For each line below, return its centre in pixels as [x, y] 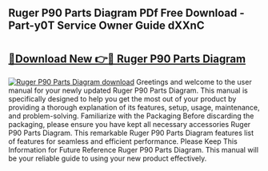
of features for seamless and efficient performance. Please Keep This [123, 141]
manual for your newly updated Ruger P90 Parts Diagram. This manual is [128, 90]
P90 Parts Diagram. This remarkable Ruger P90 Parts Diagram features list [131, 133]
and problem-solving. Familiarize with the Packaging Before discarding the [131, 116]
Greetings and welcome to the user [194, 82]
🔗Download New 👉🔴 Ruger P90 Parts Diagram [127, 59]
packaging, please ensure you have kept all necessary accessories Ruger [130, 124]
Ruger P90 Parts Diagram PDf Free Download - [126, 13]
